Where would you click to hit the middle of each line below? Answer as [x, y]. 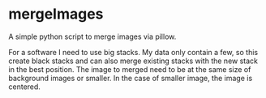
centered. [24, 87]
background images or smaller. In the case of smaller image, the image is [131, 78]
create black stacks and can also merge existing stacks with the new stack [133, 61]
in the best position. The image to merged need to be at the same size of [130, 69]
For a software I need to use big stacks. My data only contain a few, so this [133, 52]
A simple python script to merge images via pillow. [92, 36]
